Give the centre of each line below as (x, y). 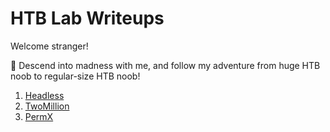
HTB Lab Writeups (87, 18)
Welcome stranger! (49, 46)
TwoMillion (47, 106)
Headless (44, 95)
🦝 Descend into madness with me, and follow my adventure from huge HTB (165, 65)
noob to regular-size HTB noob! (75, 76)
